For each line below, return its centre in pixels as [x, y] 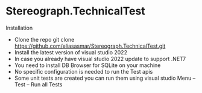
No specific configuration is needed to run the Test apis [84, 71]
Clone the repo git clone [44, 39]
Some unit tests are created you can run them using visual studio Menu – [105, 78]
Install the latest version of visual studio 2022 [71, 52]
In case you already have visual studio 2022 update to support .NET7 [100, 59]
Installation [19, 28]
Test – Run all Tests [38, 84]
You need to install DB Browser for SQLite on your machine [87, 65]
